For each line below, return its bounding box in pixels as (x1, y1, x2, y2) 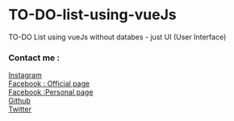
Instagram (8, 71, 42, 80)
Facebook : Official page (8, 79, 90, 89)
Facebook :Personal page (8, 87, 94, 97)
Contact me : (8, 52, 61, 63)
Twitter (8, 104, 32, 114)
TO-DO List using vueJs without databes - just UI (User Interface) (8, 32, 227, 42)
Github (8, 96, 31, 106)
